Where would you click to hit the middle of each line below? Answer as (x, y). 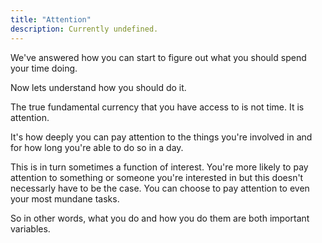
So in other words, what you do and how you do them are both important (160, 218)
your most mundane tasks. (65, 198)
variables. (30, 228)
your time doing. (44, 68)
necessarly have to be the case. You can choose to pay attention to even (160, 188)
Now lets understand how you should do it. (98, 87)
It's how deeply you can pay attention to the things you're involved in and (161, 137)
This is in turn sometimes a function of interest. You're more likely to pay (159, 167)
